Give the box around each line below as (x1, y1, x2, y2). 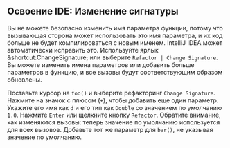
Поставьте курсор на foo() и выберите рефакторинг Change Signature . (7, 89, 216, 97)
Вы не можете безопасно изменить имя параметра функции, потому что (7, 24, 223, 32)
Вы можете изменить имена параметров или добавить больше (7, 60, 195, 68)
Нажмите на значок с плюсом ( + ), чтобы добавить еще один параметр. (7, 96, 219, 104)
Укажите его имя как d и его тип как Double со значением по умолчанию (7, 103, 222, 111)
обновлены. (7, 75, 43, 84)
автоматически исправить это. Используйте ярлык (7, 46, 159, 54)
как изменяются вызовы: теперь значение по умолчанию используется (7, 118, 220, 127)
